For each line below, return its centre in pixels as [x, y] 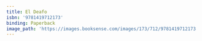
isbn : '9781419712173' [35, 17]
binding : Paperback [31, 23]
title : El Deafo [27, 12]
